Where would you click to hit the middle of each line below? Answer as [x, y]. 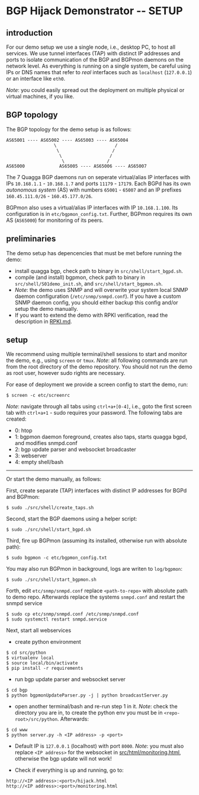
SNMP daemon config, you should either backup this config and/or [97, 302]
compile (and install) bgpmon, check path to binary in [80, 277]
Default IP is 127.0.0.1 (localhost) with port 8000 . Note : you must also [99, 746]
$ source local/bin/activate [42, 663]
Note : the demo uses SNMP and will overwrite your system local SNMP [101, 290]
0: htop [23, 431]
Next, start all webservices [39, 631]
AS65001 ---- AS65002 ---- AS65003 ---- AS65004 [67, 140]
